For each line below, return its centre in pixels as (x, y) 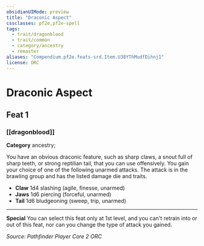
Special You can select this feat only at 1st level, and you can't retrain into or (102, 218)
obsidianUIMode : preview (38, 12)
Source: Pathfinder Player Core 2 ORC (54, 236)
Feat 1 (18, 115)
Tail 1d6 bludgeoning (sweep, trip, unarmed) (70, 201)
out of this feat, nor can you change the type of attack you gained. (89, 225)
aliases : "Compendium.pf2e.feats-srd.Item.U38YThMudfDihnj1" (85, 57)
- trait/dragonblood (38, 35)
